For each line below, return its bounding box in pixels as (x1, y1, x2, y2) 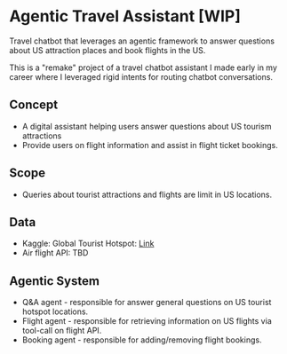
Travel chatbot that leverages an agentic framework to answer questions (9, 35, 275, 46)
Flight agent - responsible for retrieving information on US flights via (21, 316, 273, 326)
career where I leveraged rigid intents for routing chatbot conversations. (9, 71, 274, 82)
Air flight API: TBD (21, 248, 89, 258)
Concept (9, 98, 59, 113)
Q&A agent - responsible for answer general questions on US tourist (21, 297, 272, 308)
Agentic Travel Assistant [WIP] (9, 6, 242, 27)
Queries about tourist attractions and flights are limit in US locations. (21, 189, 273, 200)
